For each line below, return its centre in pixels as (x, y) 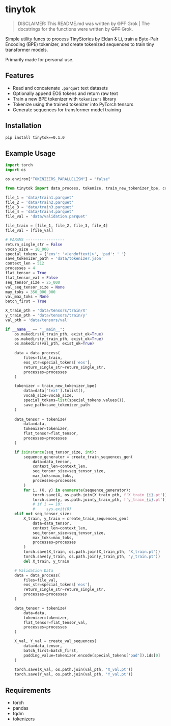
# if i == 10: (47, 504)
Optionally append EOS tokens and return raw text (65, 93)
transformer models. (27, 50)
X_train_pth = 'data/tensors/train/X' (46, 311)
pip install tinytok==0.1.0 (35, 137)
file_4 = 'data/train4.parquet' (39, 212)
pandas (21, 708)
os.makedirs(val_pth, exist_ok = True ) (54, 344)
